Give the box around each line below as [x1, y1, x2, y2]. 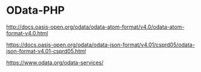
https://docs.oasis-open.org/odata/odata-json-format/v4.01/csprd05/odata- [6, 41, 196, 48]
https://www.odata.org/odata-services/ [6, 59, 104, 66]
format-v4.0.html [6, 29, 48, 36]
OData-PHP [6, 4, 65, 17]
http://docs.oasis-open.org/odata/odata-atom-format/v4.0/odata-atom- [6, 23, 185, 30]
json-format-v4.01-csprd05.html [6, 47, 86, 54]
